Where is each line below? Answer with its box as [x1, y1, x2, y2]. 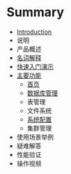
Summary [6, 4, 64, 20]
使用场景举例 [16, 132, 54, 141]
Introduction [16, 27, 52, 36]
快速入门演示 [16, 62, 54, 70]
